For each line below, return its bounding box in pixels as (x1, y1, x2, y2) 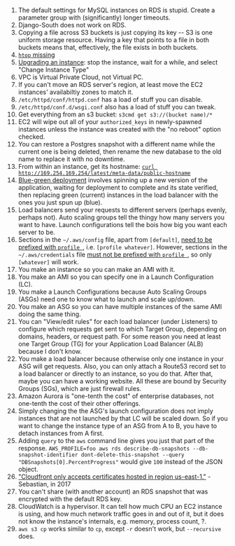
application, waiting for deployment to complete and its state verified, (17, 184, 219, 191)
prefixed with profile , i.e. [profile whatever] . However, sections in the (17, 243, 228, 251)
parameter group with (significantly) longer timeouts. (17, 13, 171, 22)
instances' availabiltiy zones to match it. (17, 88, 134, 96)
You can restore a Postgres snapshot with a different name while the (17, 140, 215, 148)
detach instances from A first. (17, 429, 104, 437)
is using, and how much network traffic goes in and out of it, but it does (17, 510, 225, 518)
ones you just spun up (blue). (17, 198, 103, 206)
